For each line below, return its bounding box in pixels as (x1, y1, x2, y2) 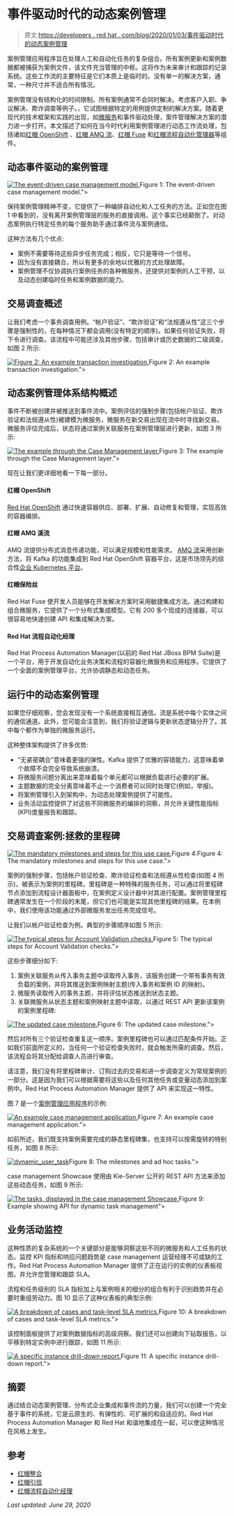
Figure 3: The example (159, 447, 224, 456)
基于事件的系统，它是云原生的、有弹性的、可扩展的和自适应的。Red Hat (7, 1410, 214, 1418)
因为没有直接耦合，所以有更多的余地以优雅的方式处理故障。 (17, 257, 189, 266)
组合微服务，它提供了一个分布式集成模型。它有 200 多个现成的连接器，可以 (7, 606, 224, 614)
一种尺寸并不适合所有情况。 (19, 80, 99, 89)
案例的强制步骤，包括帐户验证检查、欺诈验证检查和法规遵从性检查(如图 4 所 (7, 871, 225, 879)
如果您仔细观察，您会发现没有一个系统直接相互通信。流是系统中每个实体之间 (7, 709, 227, 716)
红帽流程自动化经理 (17, 1487, 73, 1495)
